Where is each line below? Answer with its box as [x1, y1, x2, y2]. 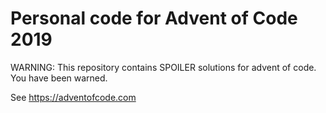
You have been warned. [10, 72, 108, 84]
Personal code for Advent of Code [10, 7, 298, 30]
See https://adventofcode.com [10, 91, 137, 103]
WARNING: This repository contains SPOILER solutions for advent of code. [10, 61, 317, 73]
